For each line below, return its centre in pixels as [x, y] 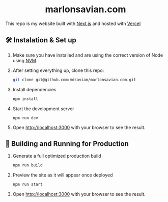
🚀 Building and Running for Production [67, 144]
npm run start [27, 185]
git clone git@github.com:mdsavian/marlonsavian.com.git [74, 80]
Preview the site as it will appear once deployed [63, 175]
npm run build [27, 165]
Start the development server [44, 109]
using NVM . [25, 60]
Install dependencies [35, 89]
